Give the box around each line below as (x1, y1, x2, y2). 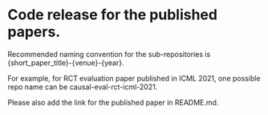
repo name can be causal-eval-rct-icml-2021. (7, 82, 158, 92)
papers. (7, 23, 61, 41)
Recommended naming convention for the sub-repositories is (7, 49, 211, 59)
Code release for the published (7, 6, 218, 24)
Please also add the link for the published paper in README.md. (7, 97, 219, 107)
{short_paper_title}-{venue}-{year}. (7, 58, 124, 68)
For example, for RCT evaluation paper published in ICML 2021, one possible (7, 73, 262, 83)
